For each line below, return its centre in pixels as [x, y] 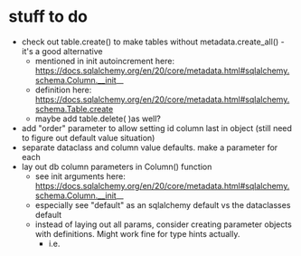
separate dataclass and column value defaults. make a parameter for [150, 147]
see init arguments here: [80, 176]
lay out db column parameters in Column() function [117, 166]
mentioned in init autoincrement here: [105, 61]
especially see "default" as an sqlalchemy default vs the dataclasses [163, 204]
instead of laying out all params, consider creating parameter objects [164, 224]
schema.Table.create [74, 109]
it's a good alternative [62, 51]
